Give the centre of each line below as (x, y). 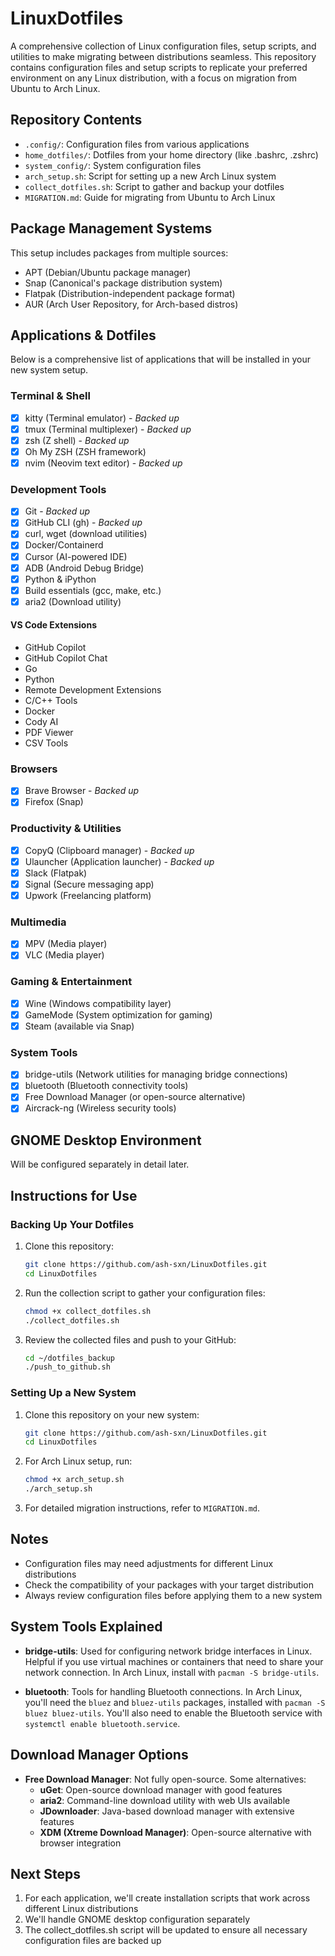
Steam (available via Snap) (79, 1026)
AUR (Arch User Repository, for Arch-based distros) (131, 304)
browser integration (80, 1843)
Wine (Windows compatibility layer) (98, 1003)
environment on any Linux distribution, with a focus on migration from (154, 78)
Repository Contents (76, 120)
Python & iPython (60, 579)
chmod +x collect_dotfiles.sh (88, 1311)
